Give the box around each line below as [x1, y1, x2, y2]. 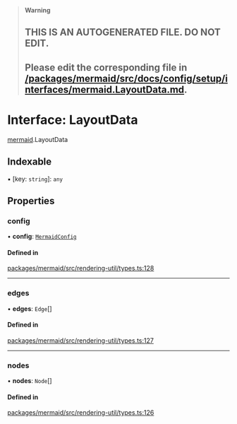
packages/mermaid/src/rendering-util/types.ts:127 [7, 336, 154, 345]
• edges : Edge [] [7, 304, 52, 313]
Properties [7, 194, 55, 207]
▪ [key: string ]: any [7, 175, 63, 183]
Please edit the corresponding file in [24, 61, 188, 73]
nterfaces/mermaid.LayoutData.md [24, 83, 185, 95]
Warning [24, 6, 51, 14]
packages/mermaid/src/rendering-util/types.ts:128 [7, 264, 154, 273]
